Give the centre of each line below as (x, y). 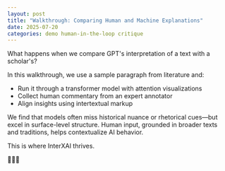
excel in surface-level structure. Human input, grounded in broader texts (112, 125)
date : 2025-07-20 (33, 27)
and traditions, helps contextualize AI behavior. (75, 132)
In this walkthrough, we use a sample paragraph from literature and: (106, 75)
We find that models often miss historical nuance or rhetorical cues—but (112, 117)
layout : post (26, 14)
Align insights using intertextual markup (75, 104)
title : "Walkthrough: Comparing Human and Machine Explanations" (105, 20)
